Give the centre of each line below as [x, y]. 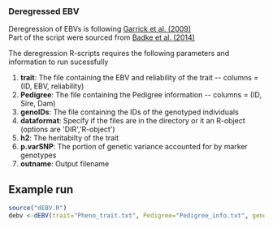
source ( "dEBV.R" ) [38, 209]
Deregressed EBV [44, 11]
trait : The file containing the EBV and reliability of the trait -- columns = [139, 78]
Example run [41, 189]
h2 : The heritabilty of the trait [69, 138]
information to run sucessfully [58, 62]
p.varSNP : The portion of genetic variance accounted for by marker [134, 147]
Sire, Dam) [38, 104]
